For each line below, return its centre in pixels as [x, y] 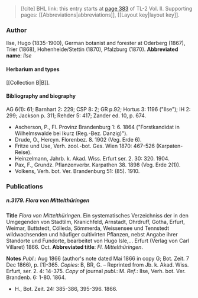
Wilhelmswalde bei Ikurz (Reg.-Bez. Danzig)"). [71, 133]
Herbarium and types [33, 69]
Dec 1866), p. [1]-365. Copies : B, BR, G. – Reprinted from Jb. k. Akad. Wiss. [98, 265]
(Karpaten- [170, 146]
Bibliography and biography [41, 96]
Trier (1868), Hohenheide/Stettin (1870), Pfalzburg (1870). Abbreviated [92, 49]
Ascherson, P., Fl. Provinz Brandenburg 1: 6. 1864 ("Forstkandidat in [97, 127]
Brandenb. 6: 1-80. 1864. [36, 277]
